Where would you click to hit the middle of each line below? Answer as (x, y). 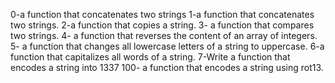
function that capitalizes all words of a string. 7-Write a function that (150, 57)
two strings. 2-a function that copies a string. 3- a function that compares (162, 25)
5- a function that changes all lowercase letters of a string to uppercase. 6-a (167, 46)
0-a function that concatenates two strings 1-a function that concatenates (162, 14)
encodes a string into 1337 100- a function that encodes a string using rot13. (167, 67)
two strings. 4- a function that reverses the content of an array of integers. (164, 35)
